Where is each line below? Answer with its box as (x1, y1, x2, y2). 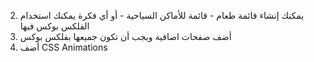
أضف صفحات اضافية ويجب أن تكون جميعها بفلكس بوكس (19, 31, 232, 42)
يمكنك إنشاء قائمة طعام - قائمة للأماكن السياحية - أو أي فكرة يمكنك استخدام (19, 10, 305, 21)
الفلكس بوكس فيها (19, 20, 90, 32)
